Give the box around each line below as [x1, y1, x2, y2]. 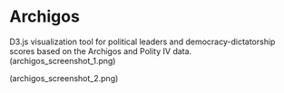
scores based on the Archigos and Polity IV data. [9, 45, 192, 56]
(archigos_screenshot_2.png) [9, 72, 119, 83]
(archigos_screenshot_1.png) [9, 55, 116, 66]
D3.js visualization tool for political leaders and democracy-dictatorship [9, 36, 276, 47]
